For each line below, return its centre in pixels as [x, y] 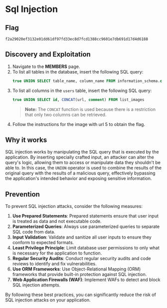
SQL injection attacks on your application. [48, 300]
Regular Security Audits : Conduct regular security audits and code [82, 258]
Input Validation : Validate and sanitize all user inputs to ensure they [82, 237]
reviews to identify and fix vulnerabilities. [55, 264]
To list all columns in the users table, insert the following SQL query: [82, 90]
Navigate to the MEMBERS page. [46, 66]
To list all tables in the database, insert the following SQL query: [78, 71]
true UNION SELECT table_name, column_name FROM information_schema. [86, 81]
